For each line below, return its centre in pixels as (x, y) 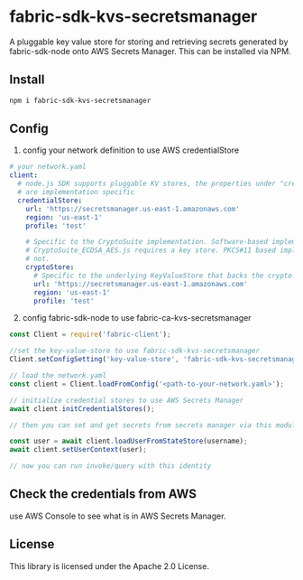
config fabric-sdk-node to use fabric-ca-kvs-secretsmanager (137, 318)
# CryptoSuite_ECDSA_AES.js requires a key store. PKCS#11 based (151, 250)
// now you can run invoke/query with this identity (110, 466)
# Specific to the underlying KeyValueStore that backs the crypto (163, 276)
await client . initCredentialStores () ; (82, 408)
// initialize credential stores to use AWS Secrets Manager (127, 400)
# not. (38, 259)
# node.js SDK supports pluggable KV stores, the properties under (147, 184)
